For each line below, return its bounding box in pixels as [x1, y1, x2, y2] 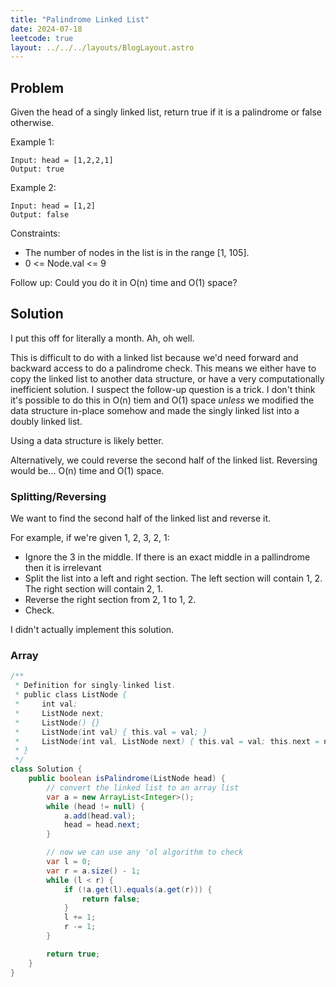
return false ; [81, 894, 141, 904]
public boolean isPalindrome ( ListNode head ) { [28, 774, 226, 784]
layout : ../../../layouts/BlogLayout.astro [10, 42, 195, 53]
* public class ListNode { [14, 690, 128, 700]
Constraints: [10, 227, 61, 240]
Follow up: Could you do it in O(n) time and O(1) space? [10, 277, 238, 289]
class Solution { [10, 764, 83, 775]
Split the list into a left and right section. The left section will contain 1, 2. [24, 572, 323, 585]
